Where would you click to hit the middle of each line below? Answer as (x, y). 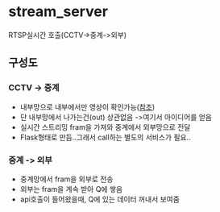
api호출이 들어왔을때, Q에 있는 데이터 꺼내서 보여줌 (100, 199)
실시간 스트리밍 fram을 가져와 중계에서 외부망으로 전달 (105, 127)
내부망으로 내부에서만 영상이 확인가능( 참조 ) (87, 106)
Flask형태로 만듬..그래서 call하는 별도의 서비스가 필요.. (105, 137)
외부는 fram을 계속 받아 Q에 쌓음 (71, 189)
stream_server (58, 12)
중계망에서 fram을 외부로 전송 (66, 179)
